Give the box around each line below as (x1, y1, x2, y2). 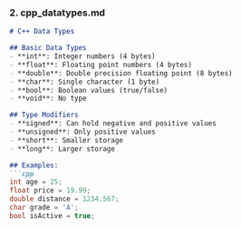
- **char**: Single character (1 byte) (9, 77, 160, 86)
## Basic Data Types (9, 44, 88, 53)
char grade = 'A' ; (9, 203, 79, 213)
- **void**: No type (9, 94, 88, 104)
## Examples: (9, 161, 59, 170)
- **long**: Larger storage (9, 144, 116, 154)
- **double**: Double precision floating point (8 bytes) (9, 68, 233, 78)
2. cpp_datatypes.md (9, 6, 106, 19)
